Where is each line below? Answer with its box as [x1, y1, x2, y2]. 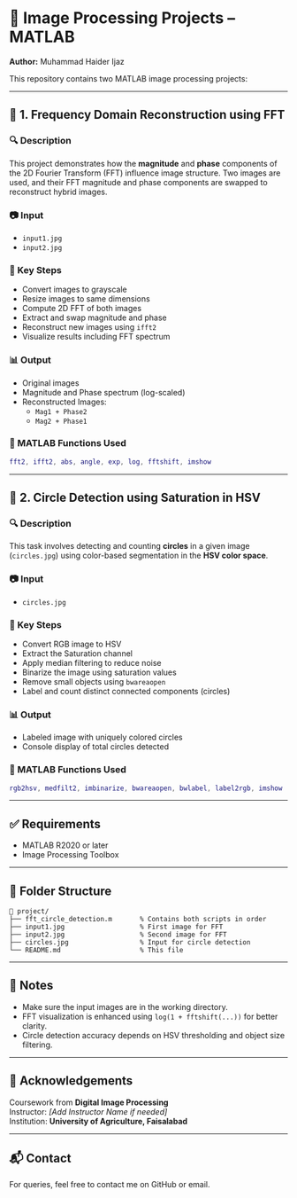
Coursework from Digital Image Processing [9, 1097, 169, 1108]
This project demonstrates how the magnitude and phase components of [9, 158, 278, 168]
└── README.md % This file [9, 946, 184, 955]
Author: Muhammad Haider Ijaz [9, 56, 126, 67]
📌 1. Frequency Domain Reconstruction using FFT [9, 107, 286, 122]
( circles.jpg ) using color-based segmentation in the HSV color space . [9, 550, 269, 561]
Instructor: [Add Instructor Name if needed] [9, 1106, 168, 1116]
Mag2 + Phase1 [34, 417, 88, 426]
